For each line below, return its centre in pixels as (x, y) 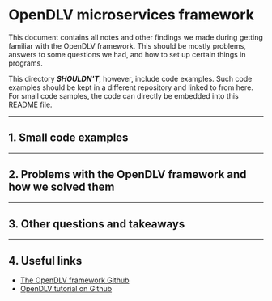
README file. (30, 104)
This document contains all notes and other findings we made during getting (136, 37)
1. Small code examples (68, 138)
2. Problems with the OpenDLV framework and (127, 174)
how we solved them (62, 187)
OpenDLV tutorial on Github (66, 289)
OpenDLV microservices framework (132, 15)
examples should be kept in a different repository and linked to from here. (131, 87)
